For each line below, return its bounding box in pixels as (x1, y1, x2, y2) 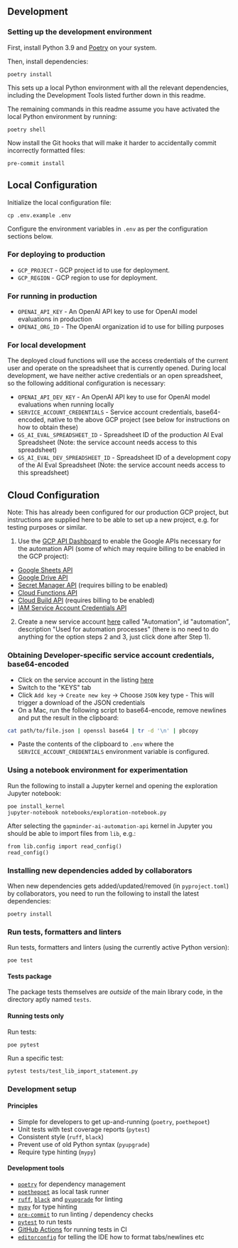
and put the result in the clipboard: (17, 713, 119, 722)
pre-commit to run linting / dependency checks (17, 1210, 154, 1218)
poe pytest (7, 1041, 40, 1049)
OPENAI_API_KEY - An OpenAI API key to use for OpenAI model (17, 308, 198, 316)
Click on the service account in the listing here (17, 676, 154, 684)
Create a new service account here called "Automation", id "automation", (17, 617, 231, 626)
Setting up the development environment (7, 27, 153, 37)
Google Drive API (17, 573, 69, 582)
